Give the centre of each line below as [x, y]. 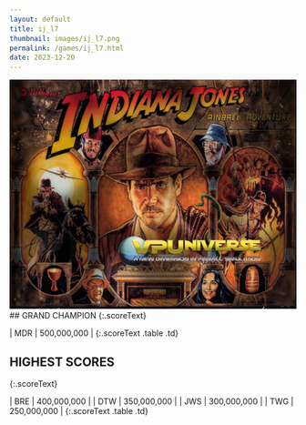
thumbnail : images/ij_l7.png [65, 38]
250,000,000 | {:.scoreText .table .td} [79, 411]
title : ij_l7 [34, 29]
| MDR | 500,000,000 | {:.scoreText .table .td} [94, 333]
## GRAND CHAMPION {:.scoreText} [78, 316]
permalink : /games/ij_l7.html [67, 48]
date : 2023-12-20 [42, 58]
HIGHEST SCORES [62, 362]
